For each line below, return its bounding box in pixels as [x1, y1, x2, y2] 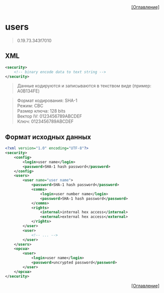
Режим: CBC [17, 103, 44, 109]
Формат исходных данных [5, 133, 92, 141]
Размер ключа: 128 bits [17, 108, 66, 114]
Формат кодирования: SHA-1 [17, 98, 77, 104]
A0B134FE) [17, 88, 40, 94]
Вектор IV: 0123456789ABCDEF [17, 113, 82, 119]
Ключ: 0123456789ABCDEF [17, 118, 74, 124]
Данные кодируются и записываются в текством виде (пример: [17, 83, 152, 89]
